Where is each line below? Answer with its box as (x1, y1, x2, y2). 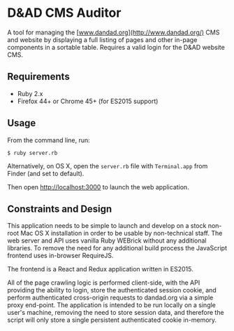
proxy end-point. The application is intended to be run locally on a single (7, 301, 217, 309)
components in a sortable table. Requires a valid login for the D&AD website (7, 43, 225, 51)
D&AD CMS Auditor (7, 5, 122, 21)
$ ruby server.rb (7, 149, 58, 156)
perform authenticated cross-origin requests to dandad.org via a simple (7, 293, 214, 302)
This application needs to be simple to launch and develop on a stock (7, 222, 207, 230)
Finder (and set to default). (7, 169, 85, 177)
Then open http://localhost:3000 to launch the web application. (7, 182, 190, 191)
